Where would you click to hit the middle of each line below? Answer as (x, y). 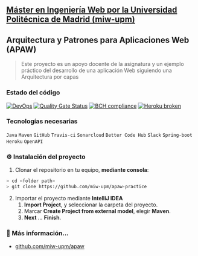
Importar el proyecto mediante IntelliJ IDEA (69, 198)
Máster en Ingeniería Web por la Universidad (92, 10)
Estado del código (33, 93)
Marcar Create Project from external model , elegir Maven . (97, 211)
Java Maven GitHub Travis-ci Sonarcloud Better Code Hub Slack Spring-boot (99, 135)
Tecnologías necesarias (42, 122)
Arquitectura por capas (50, 77)
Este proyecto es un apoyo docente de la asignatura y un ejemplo (102, 64)
